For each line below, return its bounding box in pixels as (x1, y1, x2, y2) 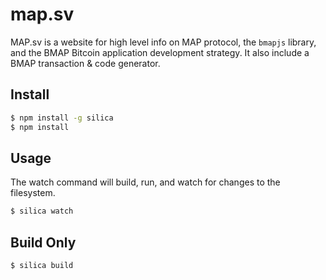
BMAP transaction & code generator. (10, 57, 161, 69)
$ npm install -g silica (10, 113, 114, 123)
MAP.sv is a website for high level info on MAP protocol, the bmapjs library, (10, 36, 317, 48)
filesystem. (10, 187, 56, 199)
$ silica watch (10, 206, 74, 217)
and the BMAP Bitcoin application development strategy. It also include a (10, 46, 310, 58)
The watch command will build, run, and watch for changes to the (10, 176, 281, 188)
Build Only (10, 234, 77, 251)
